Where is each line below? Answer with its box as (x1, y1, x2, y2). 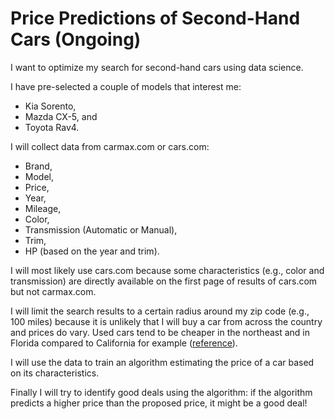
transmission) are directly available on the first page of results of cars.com (10, 275, 318, 287)
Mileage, (24, 202, 62, 214)
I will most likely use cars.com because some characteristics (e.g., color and (10, 264, 325, 276)
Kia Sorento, (24, 100, 77, 112)
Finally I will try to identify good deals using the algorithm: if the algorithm (10, 386, 313, 398)
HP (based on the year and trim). (24, 245, 160, 257)
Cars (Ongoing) (10, 28, 142, 51)
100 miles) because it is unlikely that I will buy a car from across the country (10, 315, 323, 327)
